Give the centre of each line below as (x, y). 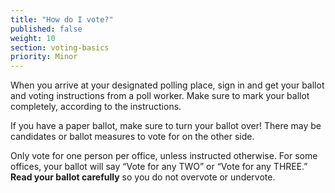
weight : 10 (33, 38)
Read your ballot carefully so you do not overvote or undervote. (143, 177)
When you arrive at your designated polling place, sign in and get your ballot (167, 85)
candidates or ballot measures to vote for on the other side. (132, 137)
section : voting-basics (60, 47)
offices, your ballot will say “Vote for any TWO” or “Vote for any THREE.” (159, 167)
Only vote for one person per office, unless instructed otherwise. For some (164, 156)
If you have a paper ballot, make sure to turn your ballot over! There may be (166, 126)
